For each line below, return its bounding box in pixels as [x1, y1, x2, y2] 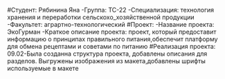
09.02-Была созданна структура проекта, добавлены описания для [7, 49, 208, 58]
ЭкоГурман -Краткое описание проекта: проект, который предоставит [7, 27, 217, 36]
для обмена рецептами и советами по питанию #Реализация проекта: [7, 43, 216, 50]
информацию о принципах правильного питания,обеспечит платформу [7, 35, 218, 43]
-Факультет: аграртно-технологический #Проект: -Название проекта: [7, 21, 215, 28]
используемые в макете [7, 65, 79, 72]
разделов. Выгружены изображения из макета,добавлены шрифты [7, 57, 206, 65]
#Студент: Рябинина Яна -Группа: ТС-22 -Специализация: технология [7, 6, 215, 14]
